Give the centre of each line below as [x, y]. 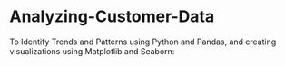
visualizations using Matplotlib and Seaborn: [92, 51]
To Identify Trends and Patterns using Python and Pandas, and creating [143, 42]
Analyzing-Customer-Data [112, 17]
